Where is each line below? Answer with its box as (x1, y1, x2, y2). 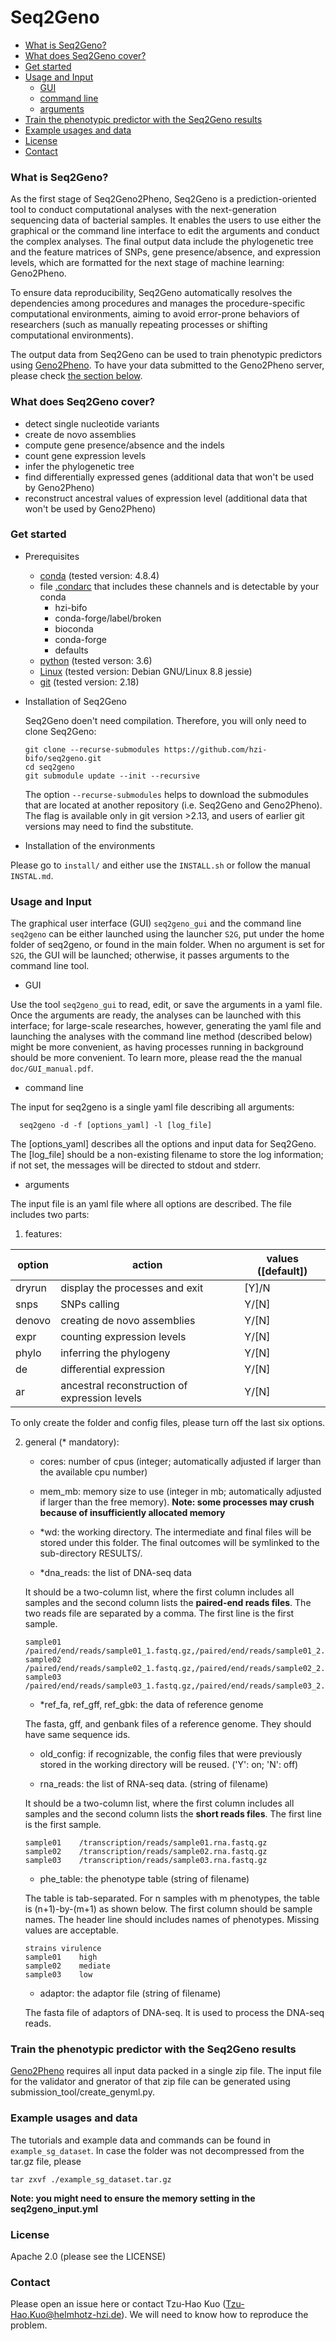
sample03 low (24, 1970, 93, 1980)
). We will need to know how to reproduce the (121, 2309, 309, 2321)
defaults (54, 644, 89, 656)
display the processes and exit (60, 1281, 204, 1295)
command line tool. (10, 960, 90, 972)
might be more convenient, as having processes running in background (10, 1041, 304, 1053)
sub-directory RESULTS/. (39, 1547, 143, 1560)
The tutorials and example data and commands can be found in (10, 2134, 272, 2146)
